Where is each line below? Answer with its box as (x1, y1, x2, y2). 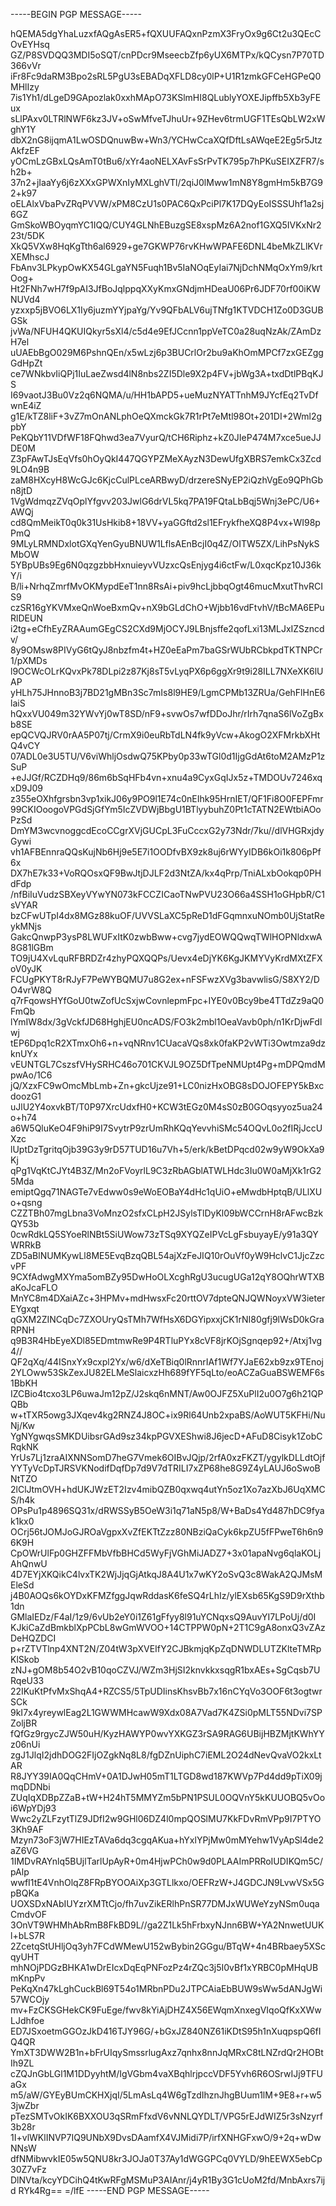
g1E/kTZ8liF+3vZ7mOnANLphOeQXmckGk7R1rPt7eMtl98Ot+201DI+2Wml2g (10, 410, 323, 422)
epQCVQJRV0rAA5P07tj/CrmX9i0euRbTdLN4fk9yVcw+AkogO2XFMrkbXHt (10, 729, 321, 741)
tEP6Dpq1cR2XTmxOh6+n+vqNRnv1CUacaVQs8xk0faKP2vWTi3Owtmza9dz (10, 1037, 326, 1049)
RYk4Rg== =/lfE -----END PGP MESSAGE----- (18, 2185, 210, 2196)
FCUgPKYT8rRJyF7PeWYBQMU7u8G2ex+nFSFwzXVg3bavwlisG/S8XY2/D (10, 974, 320, 985)
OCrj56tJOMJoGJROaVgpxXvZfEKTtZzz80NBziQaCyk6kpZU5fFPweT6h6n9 (10, 1526, 324, 1538)
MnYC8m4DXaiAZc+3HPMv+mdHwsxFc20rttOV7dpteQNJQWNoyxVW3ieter (10, 1292, 326, 1304)
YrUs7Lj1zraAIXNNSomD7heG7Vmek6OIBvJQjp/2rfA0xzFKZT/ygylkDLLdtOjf (10, 1452, 326, 1463)
